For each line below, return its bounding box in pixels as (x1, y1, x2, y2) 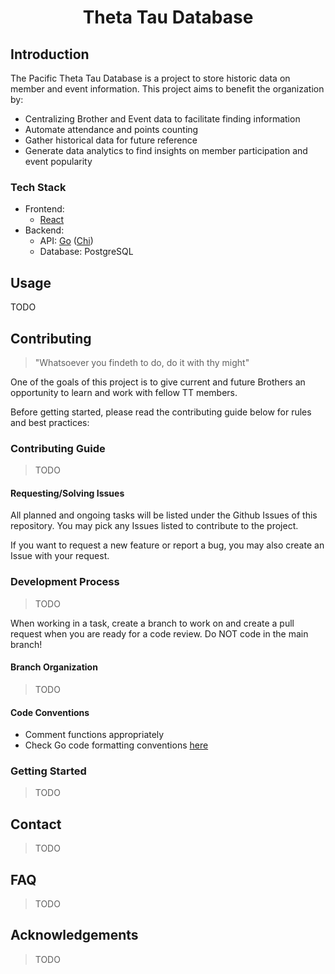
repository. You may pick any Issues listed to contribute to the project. (10, 520, 299, 532)
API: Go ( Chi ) (39, 235, 94, 247)
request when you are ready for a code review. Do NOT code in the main (10, 627, 309, 640)
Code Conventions (10, 706, 90, 718)
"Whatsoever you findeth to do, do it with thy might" (34, 356, 250, 368)
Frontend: (24, 203, 65, 215)
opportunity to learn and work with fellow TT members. (10, 386, 238, 398)
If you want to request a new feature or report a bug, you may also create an (10, 539, 325, 551)
